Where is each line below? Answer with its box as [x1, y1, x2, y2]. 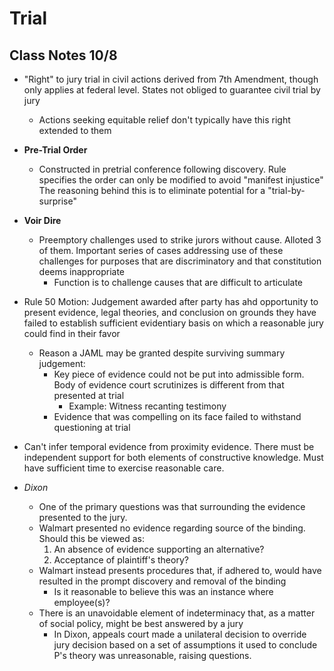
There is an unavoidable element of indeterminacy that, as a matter [38, 607, 316, 619]
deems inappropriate [38, 266, 126, 277]
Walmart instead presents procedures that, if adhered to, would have [38, 565, 322, 576]
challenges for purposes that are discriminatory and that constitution [38, 255, 322, 267]
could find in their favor [23, 328, 121, 339]
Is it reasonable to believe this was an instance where [53, 586, 274, 597]
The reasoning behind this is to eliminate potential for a [38, 185, 266, 196]
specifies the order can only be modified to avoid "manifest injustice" [38, 174, 324, 186]
